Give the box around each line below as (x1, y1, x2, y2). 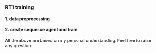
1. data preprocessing (5, 16, 50, 22)
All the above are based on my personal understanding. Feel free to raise (5, 38, 152, 43)
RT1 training (5, 4, 34, 11)
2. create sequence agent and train (5, 27, 78, 33)
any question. (5, 42, 33, 48)
